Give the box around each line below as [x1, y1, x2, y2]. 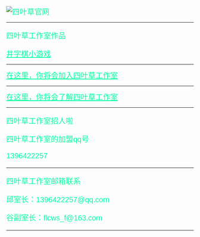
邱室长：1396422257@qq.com [6, 195, 110, 204]
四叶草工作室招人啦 [6, 117, 73, 126]
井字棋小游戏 [6, 50, 51, 58]
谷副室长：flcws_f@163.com [6, 214, 103, 222]
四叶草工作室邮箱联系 [6, 177, 81, 186]
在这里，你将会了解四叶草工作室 [6, 93, 118, 102]
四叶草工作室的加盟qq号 [6, 135, 89, 144]
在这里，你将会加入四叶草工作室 [6, 71, 118, 80]
